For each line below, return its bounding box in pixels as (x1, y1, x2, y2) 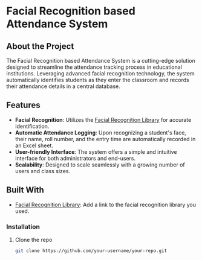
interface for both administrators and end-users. (15, 154, 136, 162)
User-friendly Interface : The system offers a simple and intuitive (15, 148, 177, 155)
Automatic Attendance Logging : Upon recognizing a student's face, (15, 128, 186, 136)
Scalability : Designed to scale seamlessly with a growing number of (15, 161, 186, 168)
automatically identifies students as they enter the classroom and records (6, 77, 189, 83)
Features (6, 100, 41, 110)
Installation (6, 222, 41, 230)
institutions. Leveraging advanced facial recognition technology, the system (6, 70, 195, 77)
